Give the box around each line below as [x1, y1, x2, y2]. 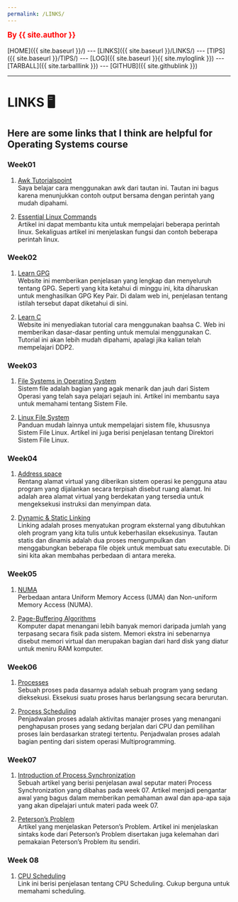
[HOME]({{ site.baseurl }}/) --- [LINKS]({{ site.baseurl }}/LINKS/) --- [7, 46, 205, 55]
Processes [17, 678, 49, 686]
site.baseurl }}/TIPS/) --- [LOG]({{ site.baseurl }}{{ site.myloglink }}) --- [16, 54, 225, 63]
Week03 [7, 360, 38, 370]
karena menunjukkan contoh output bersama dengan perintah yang [17, 191, 215, 200]
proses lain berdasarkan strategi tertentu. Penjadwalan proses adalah [17, 729, 221, 738]
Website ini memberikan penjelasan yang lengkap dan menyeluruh [17, 276, 212, 285]
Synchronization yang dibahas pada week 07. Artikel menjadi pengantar [17, 786, 227, 795]
